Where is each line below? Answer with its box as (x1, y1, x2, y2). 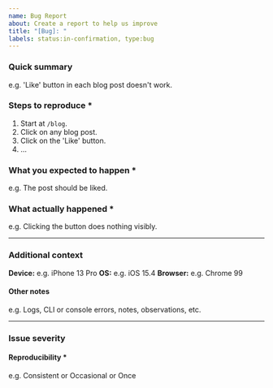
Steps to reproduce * (8, 100, 93, 111)
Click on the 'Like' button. (19, 136, 106, 145)
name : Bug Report (8, 11, 67, 20)
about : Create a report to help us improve (8, 19, 158, 28)
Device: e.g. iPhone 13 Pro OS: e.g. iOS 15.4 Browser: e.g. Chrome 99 (8, 268, 244, 278)
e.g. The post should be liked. (8, 183, 108, 193)
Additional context (8, 249, 84, 261)
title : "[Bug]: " (8, 27, 67, 35)
